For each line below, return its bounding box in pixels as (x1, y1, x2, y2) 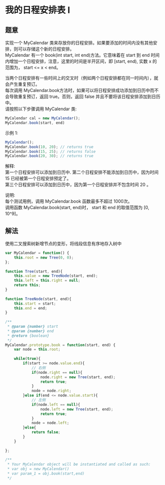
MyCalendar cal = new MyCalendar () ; (5, 116, 80, 121)
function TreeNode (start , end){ (5, 296, 71, 302)
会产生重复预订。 (5, 81, 40, 87)
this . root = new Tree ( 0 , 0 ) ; (14, 255, 74, 260)
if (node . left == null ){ (31, 402, 80, 407)
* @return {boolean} (7, 333, 50, 338)
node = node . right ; (31, 389, 71, 394)
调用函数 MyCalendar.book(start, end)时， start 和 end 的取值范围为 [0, (5, 205, 149, 211)
